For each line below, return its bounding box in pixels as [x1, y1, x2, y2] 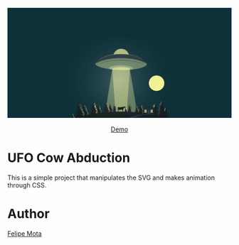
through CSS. [7, 181, 47, 190]
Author [7, 206, 50, 222]
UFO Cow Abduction [7, 150, 130, 166]
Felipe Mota [7, 229, 42, 238]
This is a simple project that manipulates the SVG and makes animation [7, 173, 216, 182]
